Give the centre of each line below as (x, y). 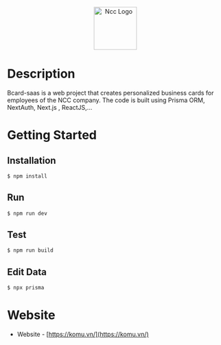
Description (41, 74)
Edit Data (27, 272)
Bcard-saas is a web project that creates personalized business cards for (110, 93)
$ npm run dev (27, 213)
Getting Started (52, 135)
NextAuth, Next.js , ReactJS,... (50, 107)
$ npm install (27, 176)
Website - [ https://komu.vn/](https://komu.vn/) (83, 334)
